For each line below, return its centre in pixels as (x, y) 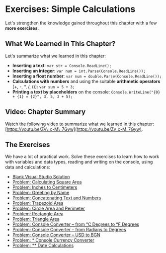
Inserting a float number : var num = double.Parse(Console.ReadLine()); (87, 76)
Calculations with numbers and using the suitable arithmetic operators (86, 81)
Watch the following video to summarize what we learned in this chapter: (80, 124)
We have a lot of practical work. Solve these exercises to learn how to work (82, 157)
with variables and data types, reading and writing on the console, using (79, 162)
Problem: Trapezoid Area (38, 203)
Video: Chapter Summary (45, 112)
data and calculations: (28, 167)
